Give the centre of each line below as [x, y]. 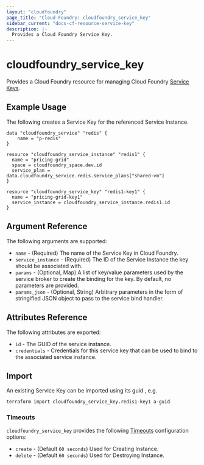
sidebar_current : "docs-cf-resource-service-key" [71, 23]
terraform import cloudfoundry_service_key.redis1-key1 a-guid [88, 402]
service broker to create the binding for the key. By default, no [93, 279]
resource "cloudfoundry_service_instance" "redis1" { [76, 154]
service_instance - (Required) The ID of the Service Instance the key [102, 259]
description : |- [27, 29]
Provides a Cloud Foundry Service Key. [62, 35]
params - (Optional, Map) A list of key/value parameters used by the [99, 272]
